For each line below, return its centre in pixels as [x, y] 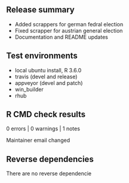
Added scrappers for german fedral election [69, 24]
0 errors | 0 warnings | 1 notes [43, 129]
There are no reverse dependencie [49, 173]
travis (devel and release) [46, 77]
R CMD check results [46, 115]
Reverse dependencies [50, 159]
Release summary [40, 10]
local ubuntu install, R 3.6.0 [48, 70]
